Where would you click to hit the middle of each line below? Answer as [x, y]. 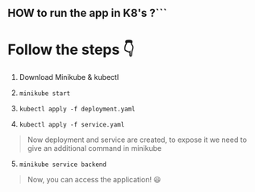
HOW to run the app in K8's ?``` [88, 13]
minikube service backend [63, 165]
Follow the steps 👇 [71, 50]
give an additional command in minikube [94, 148]
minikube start [45, 94]
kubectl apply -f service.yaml [72, 125]
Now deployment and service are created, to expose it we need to [137, 140]
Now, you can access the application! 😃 [94, 180]
